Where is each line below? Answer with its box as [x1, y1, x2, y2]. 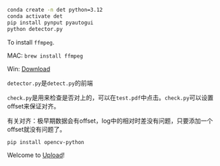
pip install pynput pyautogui [7, 19, 94, 26]
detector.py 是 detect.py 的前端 [7, 79, 93, 87]
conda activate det [7, 12, 63, 20]
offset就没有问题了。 [7, 125, 67, 133]
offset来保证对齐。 [7, 102, 60, 110]
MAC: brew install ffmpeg [7, 51, 84, 60]
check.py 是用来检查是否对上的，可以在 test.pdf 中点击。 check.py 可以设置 [7, 93, 214, 102]
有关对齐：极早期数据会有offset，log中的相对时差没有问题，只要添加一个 [7, 117, 213, 125]
